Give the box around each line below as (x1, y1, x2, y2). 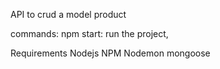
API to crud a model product (10, 9, 127, 20)
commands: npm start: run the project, (10, 28, 169, 39)
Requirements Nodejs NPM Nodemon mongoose (10, 47, 211, 59)
